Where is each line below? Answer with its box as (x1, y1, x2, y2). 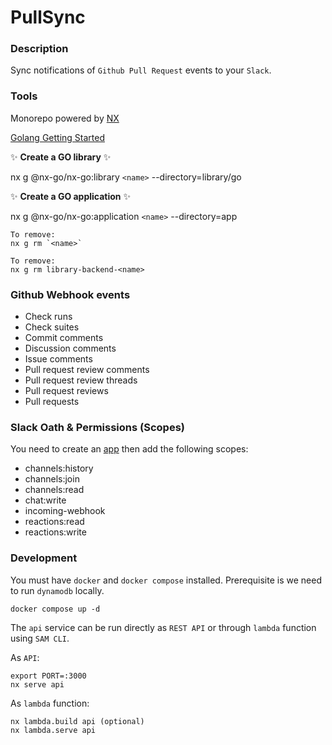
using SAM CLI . (10, 632, 70, 644)
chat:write (24, 494, 67, 506)
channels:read (24, 484, 85, 496)
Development (10, 551, 78, 565)
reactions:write (24, 526, 87, 538)
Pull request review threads (24, 374, 138, 386)
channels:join (24, 473, 80, 485)
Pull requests (24, 396, 80, 408)
